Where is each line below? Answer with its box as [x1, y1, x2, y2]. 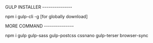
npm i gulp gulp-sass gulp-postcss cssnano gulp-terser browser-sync [5, 33, 149, 38]
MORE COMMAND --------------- [5, 23, 74, 29]
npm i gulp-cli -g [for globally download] [5, 14, 88, 19]
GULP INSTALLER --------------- [5, 4, 73, 10]
